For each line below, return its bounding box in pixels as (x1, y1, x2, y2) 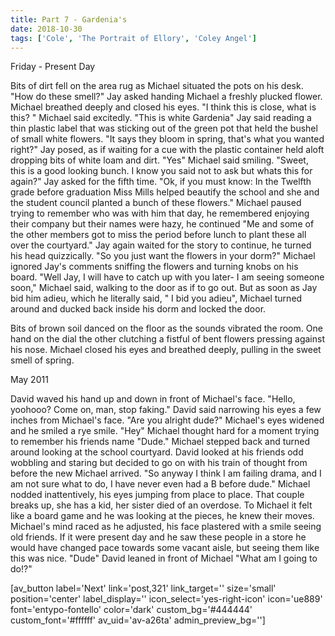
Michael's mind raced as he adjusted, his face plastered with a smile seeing (10, 521, 322, 533)
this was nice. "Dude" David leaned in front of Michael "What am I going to (10, 552, 318, 565)
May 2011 (10, 374, 49, 386)
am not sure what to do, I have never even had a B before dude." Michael (10, 478, 311, 490)
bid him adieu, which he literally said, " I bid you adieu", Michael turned (10, 292, 303, 305)
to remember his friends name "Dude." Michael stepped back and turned (10, 436, 311, 448)
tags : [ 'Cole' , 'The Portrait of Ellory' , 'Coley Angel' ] (10, 33, 257, 43)
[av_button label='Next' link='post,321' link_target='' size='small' (10, 582, 277, 595)
